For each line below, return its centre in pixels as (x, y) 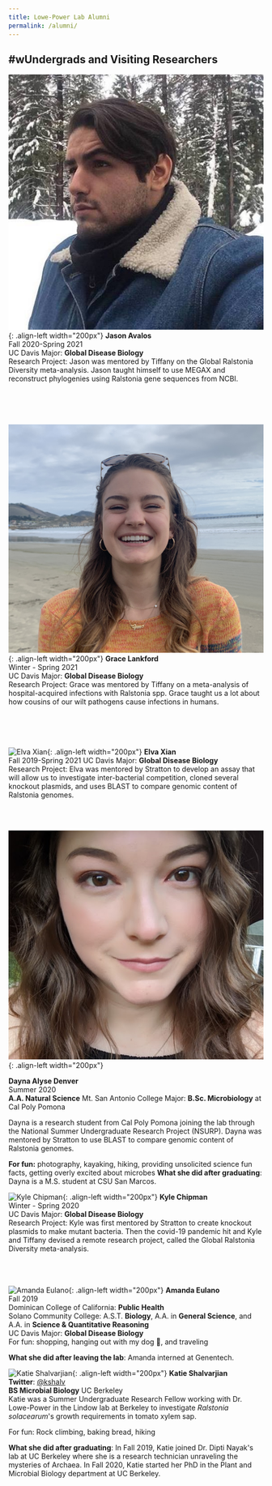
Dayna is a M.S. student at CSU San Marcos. (82, 1181)
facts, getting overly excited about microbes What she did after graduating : (135, 1173)
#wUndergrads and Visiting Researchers (113, 60)
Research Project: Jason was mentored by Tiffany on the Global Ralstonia (131, 361)
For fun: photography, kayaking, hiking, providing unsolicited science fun (130, 1164)
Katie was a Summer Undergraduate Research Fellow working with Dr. (125, 1399)
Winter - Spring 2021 (43, 667)
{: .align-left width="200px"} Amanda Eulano (144, 1290)
